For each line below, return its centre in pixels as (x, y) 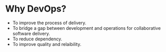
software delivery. (31, 33)
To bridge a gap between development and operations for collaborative (87, 28)
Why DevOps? (36, 9)
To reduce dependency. (37, 39)
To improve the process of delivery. (49, 23)
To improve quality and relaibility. (47, 44)
